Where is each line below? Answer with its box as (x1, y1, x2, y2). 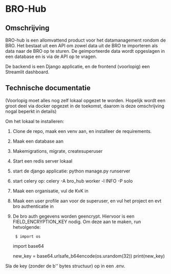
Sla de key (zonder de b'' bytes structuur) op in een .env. (5, 263, 125, 269)
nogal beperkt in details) (5, 108, 57, 114)
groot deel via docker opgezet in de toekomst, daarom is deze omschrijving (5, 103, 165, 109)
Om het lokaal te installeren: (5, 118, 64, 124)
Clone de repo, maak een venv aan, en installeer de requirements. (12, 128, 152, 134)
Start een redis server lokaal (12, 158, 73, 164)
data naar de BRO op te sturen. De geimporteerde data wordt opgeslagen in (5, 48, 165, 54)
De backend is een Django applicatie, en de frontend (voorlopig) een (5, 64, 150, 69)
